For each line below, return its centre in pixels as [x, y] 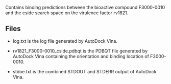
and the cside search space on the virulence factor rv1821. [67, 13]
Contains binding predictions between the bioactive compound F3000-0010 [85, 7]
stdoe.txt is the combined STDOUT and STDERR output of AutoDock [84, 71]
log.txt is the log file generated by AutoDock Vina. [65, 41]
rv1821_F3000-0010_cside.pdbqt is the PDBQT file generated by [80, 51]
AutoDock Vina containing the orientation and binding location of [81, 56]
